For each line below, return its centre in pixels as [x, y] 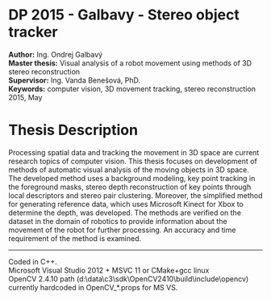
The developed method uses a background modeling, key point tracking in [132, 178]
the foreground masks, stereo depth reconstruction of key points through [130, 187]
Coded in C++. [33, 261]
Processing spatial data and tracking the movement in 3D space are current [134, 152]
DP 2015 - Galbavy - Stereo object [124, 15]
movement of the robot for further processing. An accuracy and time [122, 230]
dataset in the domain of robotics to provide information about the [118, 221]
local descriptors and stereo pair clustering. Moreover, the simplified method [135, 195]
